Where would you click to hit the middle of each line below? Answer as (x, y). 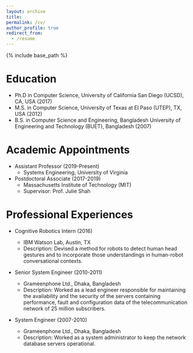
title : (14, 17)
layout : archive (26, 11)
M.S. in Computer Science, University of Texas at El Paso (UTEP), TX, (98, 107)
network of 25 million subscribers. (65, 309)
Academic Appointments (68, 150)
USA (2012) (28, 114)
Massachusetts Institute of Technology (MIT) (77, 184)
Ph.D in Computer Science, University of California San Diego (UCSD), (99, 95)
